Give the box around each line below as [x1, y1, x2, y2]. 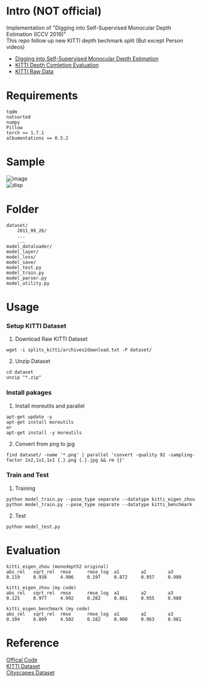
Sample [6, 155, 45, 169]
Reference [6, 636, 59, 649]
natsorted [6, 114, 31, 120]
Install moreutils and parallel [14, 402, 85, 409]
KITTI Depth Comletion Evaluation [14, 61, 99, 69]
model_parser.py [6, 275, 47, 281]
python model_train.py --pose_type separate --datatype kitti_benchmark [6, 501, 193, 507]
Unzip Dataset [14, 358, 51, 365]
